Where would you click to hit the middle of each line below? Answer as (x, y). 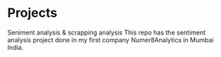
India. (15, 47)
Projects (33, 13)
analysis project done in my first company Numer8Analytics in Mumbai (110, 39)
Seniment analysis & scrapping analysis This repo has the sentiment (107, 32)
